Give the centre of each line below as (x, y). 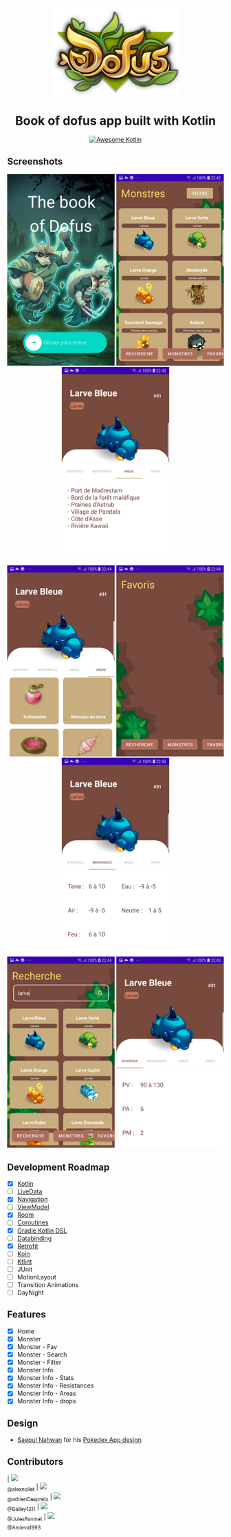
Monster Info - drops (46, 1401)
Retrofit (27, 1246)
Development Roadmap (58, 1167)
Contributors (35, 1462)
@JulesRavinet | (26, 1517)
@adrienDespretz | (30, 1497)
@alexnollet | (23, 1488)
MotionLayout (36, 1277)
